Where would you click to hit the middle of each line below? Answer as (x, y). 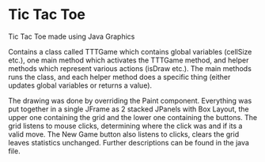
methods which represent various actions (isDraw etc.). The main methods (130, 68)
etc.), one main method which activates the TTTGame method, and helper (129, 60)
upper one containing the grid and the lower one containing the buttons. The (133, 117)
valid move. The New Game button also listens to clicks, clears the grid (124, 134)
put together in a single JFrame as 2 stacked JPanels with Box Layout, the (129, 109)
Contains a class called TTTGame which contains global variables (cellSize (130, 51)
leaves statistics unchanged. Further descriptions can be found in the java (129, 142)
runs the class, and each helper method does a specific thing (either (119, 77)
